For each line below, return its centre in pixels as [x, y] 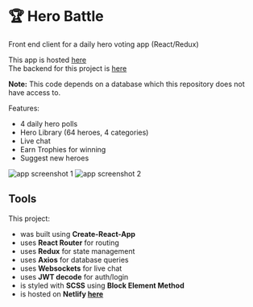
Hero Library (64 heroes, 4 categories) [84, 132]
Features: [24, 108]
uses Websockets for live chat [71, 268]
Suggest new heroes [54, 158]
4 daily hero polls [49, 123]
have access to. [35, 92]
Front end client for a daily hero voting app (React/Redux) [104, 44]
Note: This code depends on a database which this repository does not [127, 84]
